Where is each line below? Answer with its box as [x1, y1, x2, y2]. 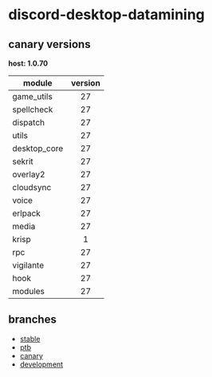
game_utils [12, 91, 53, 101]
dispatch [12, 117, 45, 128]
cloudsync [12, 182, 52, 192]
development [19, 359, 64, 369]
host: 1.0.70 [8, 58, 49, 68]
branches [8, 313, 57, 327]
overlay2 [12, 169, 45, 180]
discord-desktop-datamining [8, 6, 206, 24]
